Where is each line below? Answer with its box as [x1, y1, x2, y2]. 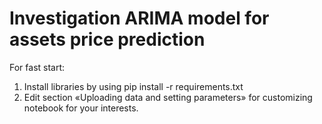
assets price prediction [9, 28, 206, 51]
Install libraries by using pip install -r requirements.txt [23, 80, 244, 92]
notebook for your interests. [23, 102, 139, 114]
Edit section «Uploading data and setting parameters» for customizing [23, 91, 313, 103]
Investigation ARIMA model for [9, 7, 270, 30]
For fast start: [9, 61, 66, 73]
